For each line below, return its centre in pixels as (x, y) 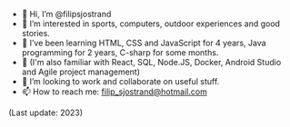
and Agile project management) (81, 72)
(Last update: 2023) (46, 112)
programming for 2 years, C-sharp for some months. (120, 53)
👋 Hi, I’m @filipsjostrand (66, 14)
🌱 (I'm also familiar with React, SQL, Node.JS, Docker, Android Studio (151, 62)
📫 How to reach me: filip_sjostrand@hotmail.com (115, 92)
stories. (36, 33)
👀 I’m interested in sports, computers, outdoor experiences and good (151, 24)
